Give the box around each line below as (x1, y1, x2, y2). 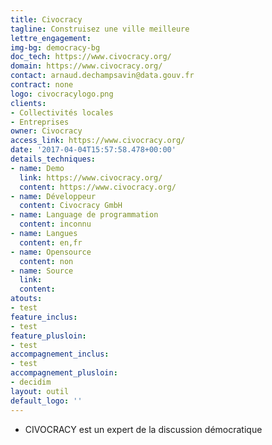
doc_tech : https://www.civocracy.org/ (10, 52, 172, 62)
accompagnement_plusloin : (10, 368, 118, 378)
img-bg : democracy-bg (10, 42, 101, 53)
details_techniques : (10, 154, 97, 164)
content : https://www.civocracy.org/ (19, 182, 177, 192)
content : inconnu (19, 219, 92, 230)
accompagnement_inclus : (10, 349, 110, 360)
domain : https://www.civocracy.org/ (10, 61, 163, 71)
